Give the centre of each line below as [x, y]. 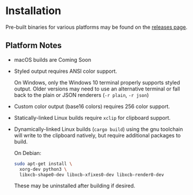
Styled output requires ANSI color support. [65, 71]
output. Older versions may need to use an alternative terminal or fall [97, 89]
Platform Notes [34, 46]
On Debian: [28, 153]
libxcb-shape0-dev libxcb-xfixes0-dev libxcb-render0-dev [92, 174]
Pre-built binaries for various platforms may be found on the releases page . [97, 27]
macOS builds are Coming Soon [53, 59]
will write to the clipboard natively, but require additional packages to [97, 135]
